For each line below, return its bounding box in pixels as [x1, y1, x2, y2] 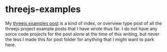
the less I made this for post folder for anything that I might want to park [5, 36, 154, 42]
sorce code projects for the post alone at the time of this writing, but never [5, 31, 159, 37]
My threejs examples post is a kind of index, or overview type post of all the [5, 20, 162, 26]
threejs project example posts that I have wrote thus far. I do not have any [5, 25, 157, 31]
